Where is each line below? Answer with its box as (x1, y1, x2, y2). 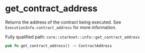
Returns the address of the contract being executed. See (5, 19, 122, 25)
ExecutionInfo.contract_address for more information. (5, 24, 117, 30)
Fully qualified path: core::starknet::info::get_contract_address (5, 34, 140, 40)
